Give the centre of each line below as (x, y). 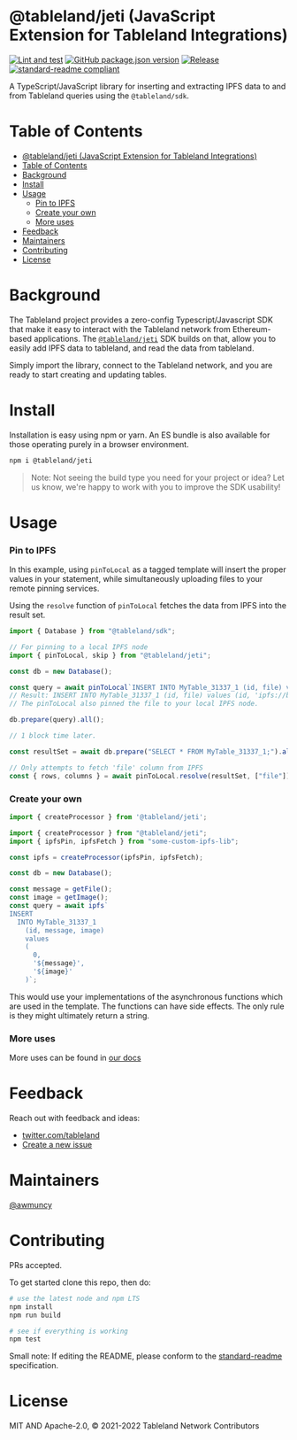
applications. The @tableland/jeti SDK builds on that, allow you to (155, 338)
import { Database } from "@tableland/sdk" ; (92, 631)
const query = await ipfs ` (59, 906)
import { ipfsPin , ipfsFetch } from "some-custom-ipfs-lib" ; (124, 841)
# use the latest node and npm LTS (75, 1298)
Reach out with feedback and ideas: (75, 1119)
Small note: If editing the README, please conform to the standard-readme (146, 1356)
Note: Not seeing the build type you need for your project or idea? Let (157, 477)
